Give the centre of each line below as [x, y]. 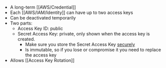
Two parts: [21, 23]
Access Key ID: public [40, 28]
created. [26, 39]
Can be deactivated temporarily [43, 18]
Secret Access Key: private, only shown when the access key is [84, 34]
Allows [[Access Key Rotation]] [42, 60]
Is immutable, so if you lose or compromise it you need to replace [93, 50]
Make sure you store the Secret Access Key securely [80, 44]
